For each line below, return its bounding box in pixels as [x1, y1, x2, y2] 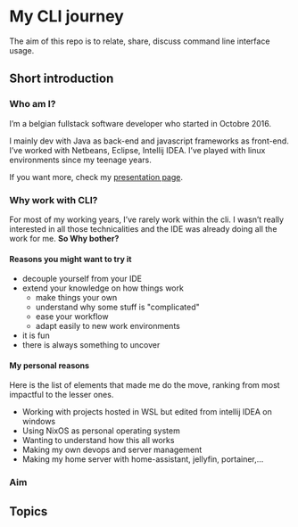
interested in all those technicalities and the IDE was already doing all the [9, 223, 277, 234]
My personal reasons [9, 359, 90, 371]
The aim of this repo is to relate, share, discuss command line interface [9, 36, 270, 46]
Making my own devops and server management [21, 444, 203, 456]
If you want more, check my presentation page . [9, 171, 183, 182]
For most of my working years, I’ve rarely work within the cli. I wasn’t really [9, 214, 284, 225]
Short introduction [9, 71, 114, 86]
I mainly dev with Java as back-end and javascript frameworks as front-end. [9, 136, 290, 146]
